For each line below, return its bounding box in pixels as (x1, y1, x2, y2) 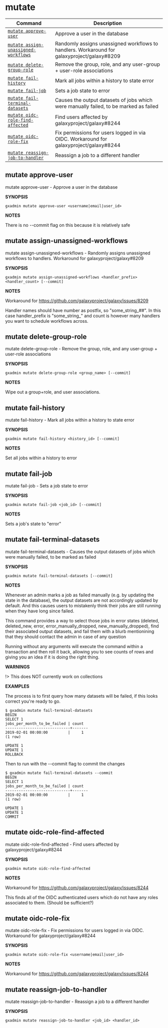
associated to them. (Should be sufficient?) (5, 899, 94, 906)
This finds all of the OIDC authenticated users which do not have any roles (5, 894, 158, 900)
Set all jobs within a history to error (5, 455, 77, 461)
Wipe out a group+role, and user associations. (5, 389, 100, 395)
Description (93, 20, 122, 27)
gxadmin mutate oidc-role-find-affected (5, 866, 91, 871)
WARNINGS (5, 664, 30, 670)
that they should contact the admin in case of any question (5, 633, 126, 639)
